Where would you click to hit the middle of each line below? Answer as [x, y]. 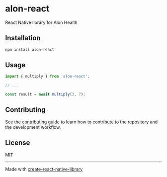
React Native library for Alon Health [42, 22]
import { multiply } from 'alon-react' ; [48, 77]
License [18, 143]
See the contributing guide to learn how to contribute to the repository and [82, 122]
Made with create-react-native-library [44, 169]
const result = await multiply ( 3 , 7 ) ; [45, 94]
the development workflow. [33, 127]
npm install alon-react [30, 49]
